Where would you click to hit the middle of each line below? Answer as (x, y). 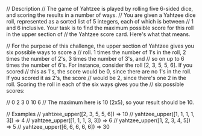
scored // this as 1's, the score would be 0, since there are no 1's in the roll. (99, 71)
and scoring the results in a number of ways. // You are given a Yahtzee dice (101, 15)
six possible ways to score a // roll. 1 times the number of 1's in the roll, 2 (96, 52)
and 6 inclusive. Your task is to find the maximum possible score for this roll (100, 28)
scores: (16, 91)
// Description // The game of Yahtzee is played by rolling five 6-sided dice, (100, 9)
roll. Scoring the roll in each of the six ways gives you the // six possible (95, 84)
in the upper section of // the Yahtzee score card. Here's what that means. (99, 34)
